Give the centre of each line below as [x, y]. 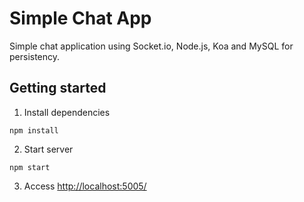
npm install [34, 130]
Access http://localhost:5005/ [85, 186]
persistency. [35, 56]
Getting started [58, 88]
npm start [30, 167]
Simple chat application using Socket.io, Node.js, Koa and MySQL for [151, 46]
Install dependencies [67, 112]
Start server [48, 149]
